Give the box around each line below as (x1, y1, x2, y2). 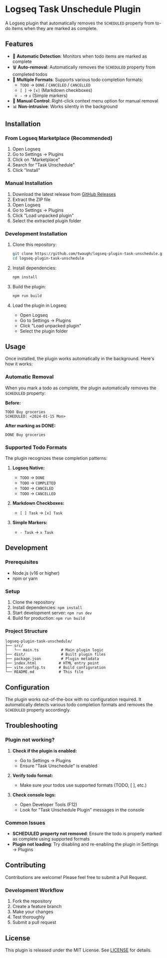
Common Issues (5, 819, 46, 826)
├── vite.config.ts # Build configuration (5, 665, 106, 670)
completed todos (12, 71, 47, 77)
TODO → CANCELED (19, 485, 54, 491)
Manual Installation (5, 180, 53, 187)
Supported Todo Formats (5, 444, 67, 451)
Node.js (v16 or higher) (12, 570, 60, 576)
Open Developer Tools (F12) (19, 801, 77, 808)
